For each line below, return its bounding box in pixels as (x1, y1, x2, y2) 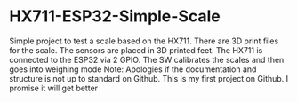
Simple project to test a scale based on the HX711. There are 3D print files (9, 35, 279, 46)
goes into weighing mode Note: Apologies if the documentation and (9, 64, 257, 75)
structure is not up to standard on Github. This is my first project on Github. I (9, 73, 289, 83)
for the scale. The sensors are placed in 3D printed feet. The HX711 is (9, 44, 263, 55)
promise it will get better (9, 82, 99, 93)
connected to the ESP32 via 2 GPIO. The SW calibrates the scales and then (9, 54, 285, 65)
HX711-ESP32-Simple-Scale (9, 6, 221, 27)
